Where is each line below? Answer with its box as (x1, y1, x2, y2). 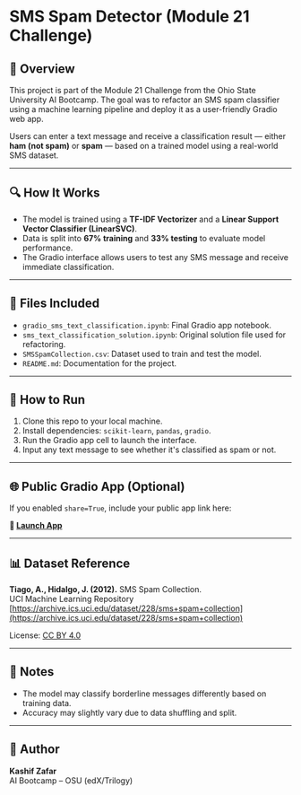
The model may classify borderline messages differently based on (21, 688, 267, 699)
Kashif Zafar (9, 765, 56, 776)
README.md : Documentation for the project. (21, 357, 177, 369)
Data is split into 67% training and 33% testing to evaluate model (21, 232, 266, 243)
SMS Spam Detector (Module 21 (9, 6, 250, 27)
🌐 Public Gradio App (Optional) (9, 478, 185, 494)
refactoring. (21, 338, 66, 349)
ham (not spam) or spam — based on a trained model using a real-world (9, 141, 279, 151)
